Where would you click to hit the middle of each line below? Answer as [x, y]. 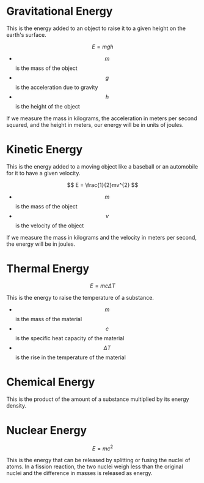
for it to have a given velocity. [43, 173]
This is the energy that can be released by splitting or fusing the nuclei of [98, 460]
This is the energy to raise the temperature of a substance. [80, 297]
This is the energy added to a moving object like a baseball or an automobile [102, 166]
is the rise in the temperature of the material [71, 357]
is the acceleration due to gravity [56, 87]
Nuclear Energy [47, 430]
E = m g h [103, 47]
